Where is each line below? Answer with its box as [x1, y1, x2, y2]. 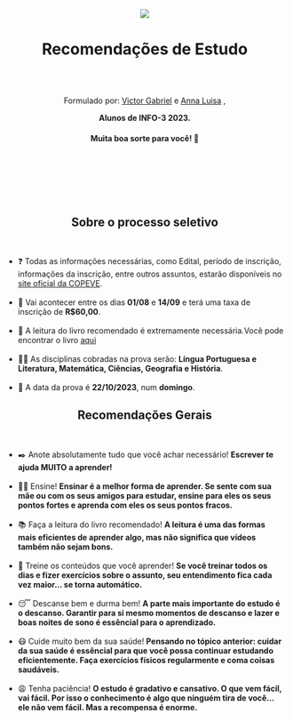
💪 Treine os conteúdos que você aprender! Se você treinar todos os [17, 560, 268, 571]
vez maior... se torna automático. [17, 579, 143, 589]
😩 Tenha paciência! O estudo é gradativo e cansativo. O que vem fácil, [17, 683, 282, 693]
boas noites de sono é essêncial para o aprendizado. [17, 617, 216, 628]
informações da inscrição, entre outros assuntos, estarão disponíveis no [17, 268, 282, 279]
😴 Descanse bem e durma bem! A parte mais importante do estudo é [17, 597, 281, 608]
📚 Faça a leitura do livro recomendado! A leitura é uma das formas [17, 519, 266, 530]
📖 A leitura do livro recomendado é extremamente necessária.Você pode [17, 324, 284, 336]
